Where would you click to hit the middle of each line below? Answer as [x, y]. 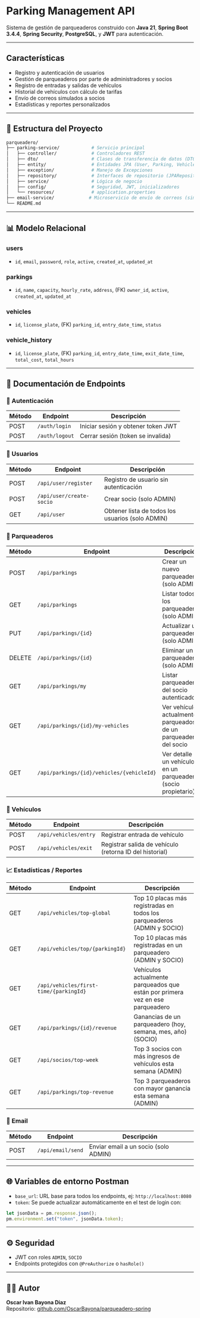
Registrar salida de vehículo [140, 845]
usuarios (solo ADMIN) [136, 518]
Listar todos [179, 593]
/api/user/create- [63, 496]
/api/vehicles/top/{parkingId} [82, 949]
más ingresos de [157, 1056]
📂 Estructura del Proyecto [54, 129]
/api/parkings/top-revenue [76, 1092]
